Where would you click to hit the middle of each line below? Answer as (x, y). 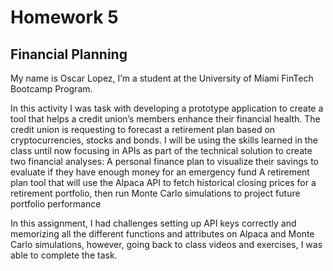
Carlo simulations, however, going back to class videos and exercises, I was (166, 244)
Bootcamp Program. (51, 89)
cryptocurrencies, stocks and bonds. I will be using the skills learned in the (164, 140)
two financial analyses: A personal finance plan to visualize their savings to (164, 161)
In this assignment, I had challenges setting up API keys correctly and (153, 223)
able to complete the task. (64, 255)
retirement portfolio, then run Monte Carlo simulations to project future (155, 193)
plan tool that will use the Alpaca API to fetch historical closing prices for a (163, 182)
